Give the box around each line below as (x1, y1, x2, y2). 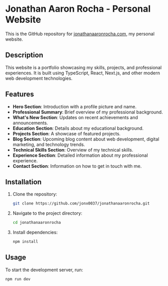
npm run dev (5, 276, 31, 281)
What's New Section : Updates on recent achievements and (12, 114, 138, 120)
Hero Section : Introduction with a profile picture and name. (12, 103, 136, 109)
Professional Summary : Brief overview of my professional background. (12, 109, 163, 115)
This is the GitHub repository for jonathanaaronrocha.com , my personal (5, 31, 155, 37)
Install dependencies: (12, 230, 58, 236)
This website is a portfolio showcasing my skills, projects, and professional (5, 64, 162, 70)
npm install (12, 239, 38, 244)
